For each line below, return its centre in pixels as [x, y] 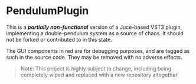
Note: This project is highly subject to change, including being [96, 68]
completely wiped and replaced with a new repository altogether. [99, 75]
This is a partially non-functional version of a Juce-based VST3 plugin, [94, 27]
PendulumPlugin [48, 11]
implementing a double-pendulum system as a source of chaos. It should [95, 33]
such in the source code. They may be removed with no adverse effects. [94, 57]
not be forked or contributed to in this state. [59, 39]
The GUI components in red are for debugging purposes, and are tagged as [98, 51]
